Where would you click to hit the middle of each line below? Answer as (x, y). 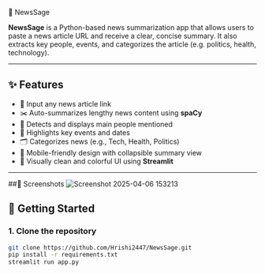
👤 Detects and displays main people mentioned (96, 124)
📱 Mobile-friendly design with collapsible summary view (111, 152)
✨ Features (36, 85)
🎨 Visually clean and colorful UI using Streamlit (96, 161)
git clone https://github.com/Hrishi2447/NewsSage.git (100, 248)
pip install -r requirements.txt (63, 255)
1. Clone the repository (52, 231)
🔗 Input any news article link (65, 103)
